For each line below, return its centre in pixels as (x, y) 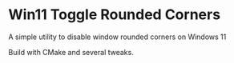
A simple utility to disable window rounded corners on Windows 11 (117, 37)
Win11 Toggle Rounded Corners (115, 15)
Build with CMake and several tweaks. (71, 52)
